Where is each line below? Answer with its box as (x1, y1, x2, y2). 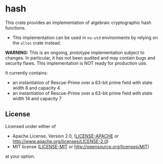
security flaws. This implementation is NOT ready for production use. (5, 60, 147, 66)
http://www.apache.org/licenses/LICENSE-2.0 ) (12, 138, 109, 144)
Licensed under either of (5, 123, 56, 129)
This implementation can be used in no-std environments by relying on (12, 34, 158, 40)
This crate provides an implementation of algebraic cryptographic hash (5, 19, 151, 25)
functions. (5, 24, 26, 30)
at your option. (5, 153, 35, 159)
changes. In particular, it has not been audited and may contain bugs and (5, 54, 155, 60)
